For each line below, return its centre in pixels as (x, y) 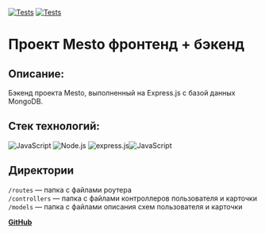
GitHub (20, 222)
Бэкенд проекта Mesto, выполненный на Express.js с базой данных (122, 93)
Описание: (36, 74)
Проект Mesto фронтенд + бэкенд (127, 45)
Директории (41, 171)
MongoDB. (26, 101)
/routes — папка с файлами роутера (70, 189)
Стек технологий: (54, 126)
